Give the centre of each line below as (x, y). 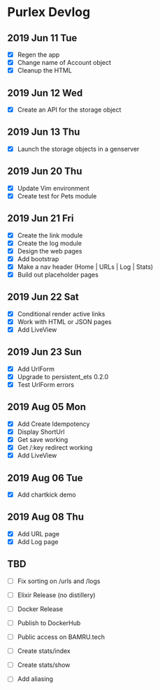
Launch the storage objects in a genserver (78, 149)
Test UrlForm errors (46, 384)
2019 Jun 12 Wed (45, 93)
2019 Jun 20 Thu (45, 171)
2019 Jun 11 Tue (42, 38)
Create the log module (50, 243)
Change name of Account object (64, 63)
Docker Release (40, 609)
